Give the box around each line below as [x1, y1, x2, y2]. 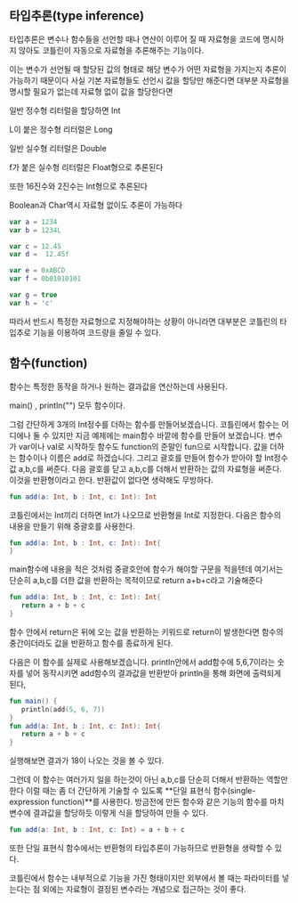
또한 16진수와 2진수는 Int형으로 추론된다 [9, 181, 149, 191]
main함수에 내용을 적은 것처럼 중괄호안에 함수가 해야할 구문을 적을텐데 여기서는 [9, 564, 284, 574]
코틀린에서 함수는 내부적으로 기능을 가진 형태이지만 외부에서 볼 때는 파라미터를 [9, 873, 280, 883]
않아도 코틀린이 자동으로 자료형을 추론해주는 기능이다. [18, 45, 205, 55]
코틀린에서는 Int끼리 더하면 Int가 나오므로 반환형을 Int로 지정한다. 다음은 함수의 [9, 509, 282, 520]
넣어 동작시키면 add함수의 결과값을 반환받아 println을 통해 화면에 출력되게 [25, 667, 282, 679]
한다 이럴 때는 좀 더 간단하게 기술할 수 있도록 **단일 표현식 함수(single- [9, 785, 256, 796]
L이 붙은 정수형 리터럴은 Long [9, 124, 113, 134]
